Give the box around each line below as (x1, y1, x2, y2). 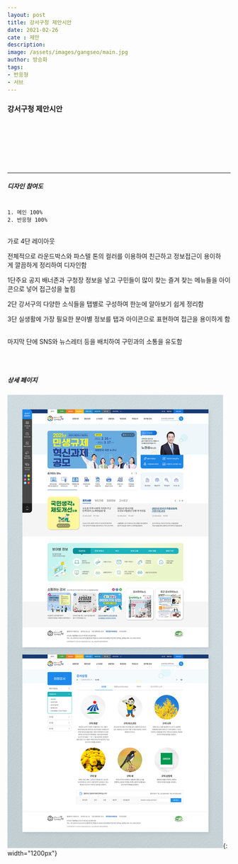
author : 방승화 (7, 57, 48, 64)
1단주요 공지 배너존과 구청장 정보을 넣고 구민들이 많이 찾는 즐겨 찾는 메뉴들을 (7, 275, 218, 284)
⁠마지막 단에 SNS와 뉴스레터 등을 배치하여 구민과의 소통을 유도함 (7, 337, 183, 346)
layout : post (7, 11, 46, 18)
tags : (7, 64, 23, 71)
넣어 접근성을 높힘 (25, 284, 76, 293)
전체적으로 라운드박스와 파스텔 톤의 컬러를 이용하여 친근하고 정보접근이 (7, 251, 203, 260)
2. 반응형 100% (7, 216, 48, 223)
